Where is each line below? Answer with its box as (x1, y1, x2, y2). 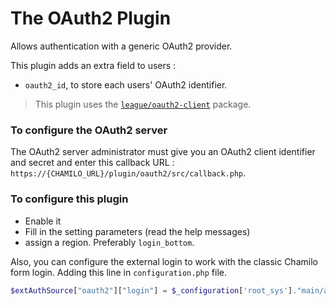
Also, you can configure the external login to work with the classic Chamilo (10, 255, 318, 267)
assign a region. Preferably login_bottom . (24, 236, 195, 248)
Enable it (24, 215, 62, 227)
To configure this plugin (10, 192, 129, 206)
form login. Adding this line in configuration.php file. (10, 266, 227, 278)
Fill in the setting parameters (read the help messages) (24, 225, 251, 237)
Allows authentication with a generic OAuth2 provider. (10, 40, 233, 52)
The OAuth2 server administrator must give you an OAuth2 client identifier (10, 146, 316, 158)
